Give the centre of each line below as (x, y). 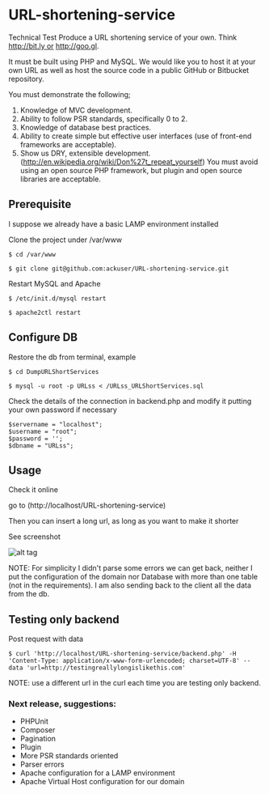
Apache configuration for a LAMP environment (97, 773)
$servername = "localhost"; (56, 424)
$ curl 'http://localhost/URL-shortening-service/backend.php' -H (122, 654)
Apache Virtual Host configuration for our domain (102, 782)
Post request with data (46, 639)
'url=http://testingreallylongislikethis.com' (106, 668)
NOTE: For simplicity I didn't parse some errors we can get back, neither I (130, 568)
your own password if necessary (63, 410)
